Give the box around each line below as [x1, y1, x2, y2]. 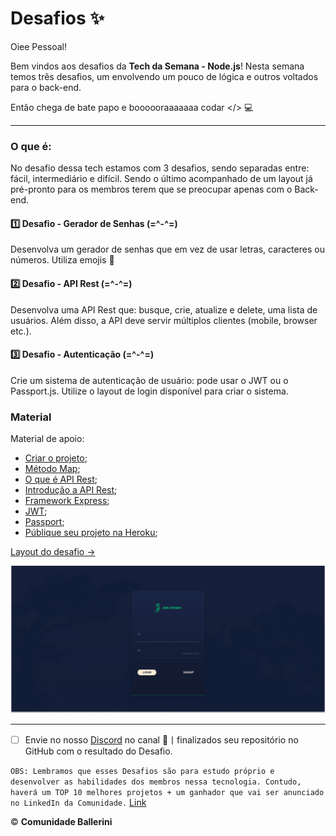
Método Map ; [24, 463, 81, 475]
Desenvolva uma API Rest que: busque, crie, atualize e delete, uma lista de [10, 303, 318, 316]
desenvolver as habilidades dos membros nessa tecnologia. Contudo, [10, 777, 302, 787]
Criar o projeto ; [24, 452, 88, 464]
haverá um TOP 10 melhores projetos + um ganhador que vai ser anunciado [10, 787, 325, 797]
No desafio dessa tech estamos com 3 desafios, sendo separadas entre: [10, 162, 310, 174]
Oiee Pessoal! [10, 40, 67, 52]
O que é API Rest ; [24, 473, 98, 486]
